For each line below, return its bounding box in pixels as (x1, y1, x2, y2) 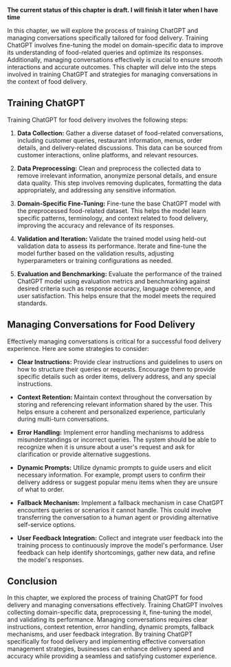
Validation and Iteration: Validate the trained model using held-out (16, 234, 206, 242)
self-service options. (16, 520, 76, 528)
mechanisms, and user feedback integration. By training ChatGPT (7, 630, 193, 638)
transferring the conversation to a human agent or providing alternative (16, 513, 219, 521)
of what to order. (16, 485, 65, 493)
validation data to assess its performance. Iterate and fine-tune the (16, 242, 207, 250)
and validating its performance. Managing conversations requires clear (7, 615, 208, 624)
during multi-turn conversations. (16, 415, 109, 423)
